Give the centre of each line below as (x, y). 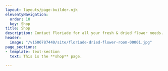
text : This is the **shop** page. (46, 56)
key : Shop (20, 24)
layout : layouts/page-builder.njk (42, 10)
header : (13, 38)
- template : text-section (32, 51)
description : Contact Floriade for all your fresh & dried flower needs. (85, 33)
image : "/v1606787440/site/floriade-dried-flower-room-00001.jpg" (81, 42)
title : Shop (18, 28)
